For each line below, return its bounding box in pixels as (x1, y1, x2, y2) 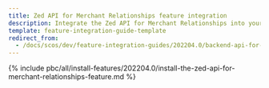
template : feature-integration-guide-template (8, 26, 167, 34)
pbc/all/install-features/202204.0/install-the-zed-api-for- (46, 63, 235, 73)
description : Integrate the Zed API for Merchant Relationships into (8, 19, 246, 27)
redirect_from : (8, 34, 59, 42)
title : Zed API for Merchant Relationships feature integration (8, 11, 227, 20)
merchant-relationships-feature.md (8, 72, 125, 82)
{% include (8, 63, 45, 73)
